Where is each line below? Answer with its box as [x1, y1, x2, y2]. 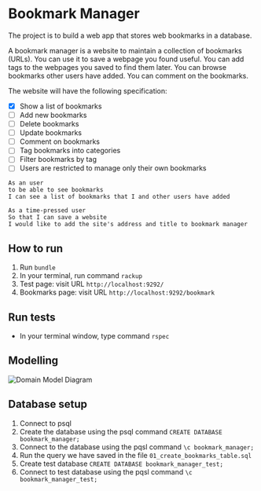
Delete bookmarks [19, 119, 79, 129]
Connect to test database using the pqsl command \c [19, 467, 193, 476]
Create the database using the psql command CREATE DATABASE [19, 427, 222, 436]
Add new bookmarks [19, 111, 87, 119]
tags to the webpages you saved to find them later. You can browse [8, 62, 226, 71]
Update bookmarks [19, 128, 83, 137]
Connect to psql [19, 418, 72, 428]
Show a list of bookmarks [19, 101, 102, 111]
